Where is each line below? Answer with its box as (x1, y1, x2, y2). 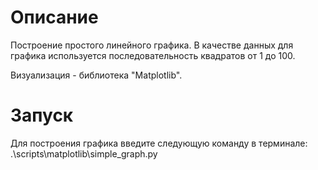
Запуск (10, 104, 74, 127)
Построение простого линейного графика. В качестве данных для (10, 39, 294, 51)
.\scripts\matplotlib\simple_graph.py (10, 147, 158, 160)
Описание (10, 6, 99, 29)
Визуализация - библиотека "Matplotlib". (10, 69, 183, 81)
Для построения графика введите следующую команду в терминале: (10, 137, 308, 149)
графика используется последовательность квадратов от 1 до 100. (10, 49, 296, 61)
